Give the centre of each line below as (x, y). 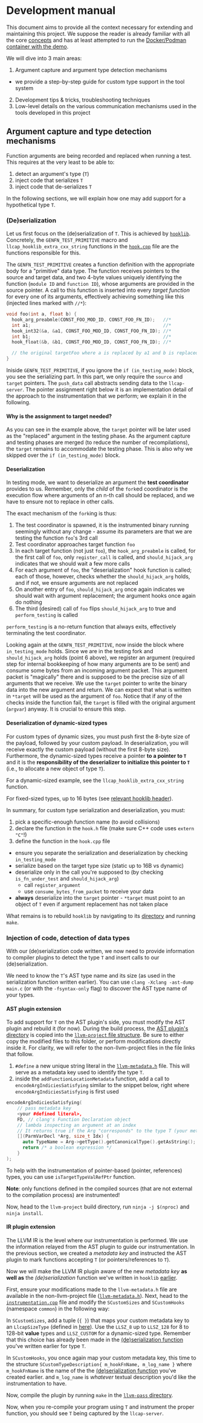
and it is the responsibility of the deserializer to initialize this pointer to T (98, 762)
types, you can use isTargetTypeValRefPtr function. (71, 1176)
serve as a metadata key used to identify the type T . (79, 1073)
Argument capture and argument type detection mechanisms (91, 69)
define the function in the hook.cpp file (63, 841)
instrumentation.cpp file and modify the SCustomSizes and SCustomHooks (95, 1302)
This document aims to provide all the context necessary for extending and (100, 27)
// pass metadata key (44, 1108)
